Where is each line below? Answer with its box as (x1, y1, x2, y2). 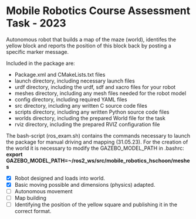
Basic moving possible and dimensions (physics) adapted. (14, 182, 156, 188)
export (6, 150, 23, 158)
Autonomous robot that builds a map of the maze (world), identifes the (6, 36, 176, 43)
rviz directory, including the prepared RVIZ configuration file (14, 121, 160, 128)
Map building (14, 194, 47, 201)
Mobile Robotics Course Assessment (6, 4, 191, 18)
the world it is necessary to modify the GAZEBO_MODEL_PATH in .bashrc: (6, 145, 184, 152)
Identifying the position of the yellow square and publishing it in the (14, 201, 178, 208)
